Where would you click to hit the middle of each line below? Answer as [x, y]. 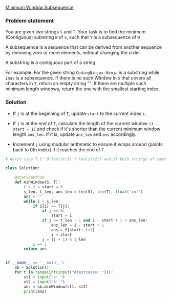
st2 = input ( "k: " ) [45, 282]
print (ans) [35, 291]
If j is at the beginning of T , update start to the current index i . [79, 113]
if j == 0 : [54, 211]
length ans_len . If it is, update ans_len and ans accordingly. [74, 134]
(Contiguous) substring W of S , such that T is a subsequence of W [73, 37]
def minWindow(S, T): [37, 182]
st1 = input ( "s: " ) [45, 277]
